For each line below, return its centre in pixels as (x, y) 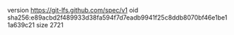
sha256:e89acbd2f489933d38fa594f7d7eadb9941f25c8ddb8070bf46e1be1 (117, 17)
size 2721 (50, 25)
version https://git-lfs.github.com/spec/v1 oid (73, 10)
